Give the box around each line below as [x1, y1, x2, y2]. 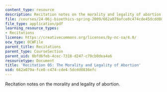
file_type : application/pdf [5, 21, 64, 26]
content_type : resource [5, 7, 55, 12]
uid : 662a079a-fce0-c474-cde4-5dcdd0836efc [5, 68, 97, 73]
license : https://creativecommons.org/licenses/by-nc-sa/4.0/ [5, 35, 137, 40]
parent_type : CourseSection [5, 49, 64, 54]
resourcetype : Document [5, 58, 55, 63]
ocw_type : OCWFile [5, 40, 43, 45]
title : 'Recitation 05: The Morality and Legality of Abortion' [5, 63, 141, 68]
